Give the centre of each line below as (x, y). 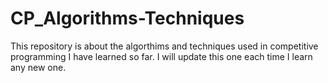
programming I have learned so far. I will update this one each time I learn (161, 56)
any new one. (38, 67)
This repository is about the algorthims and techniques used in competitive (164, 46)
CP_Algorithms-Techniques (127, 18)
